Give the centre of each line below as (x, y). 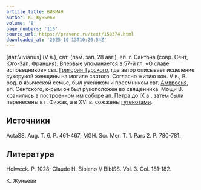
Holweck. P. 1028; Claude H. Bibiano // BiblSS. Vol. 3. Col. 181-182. (89, 169)
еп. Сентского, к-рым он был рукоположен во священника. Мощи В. (95, 89)
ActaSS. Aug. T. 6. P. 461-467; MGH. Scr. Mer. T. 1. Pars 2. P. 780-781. (94, 135)
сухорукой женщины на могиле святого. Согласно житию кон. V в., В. (97, 76)
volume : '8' (21, 23)
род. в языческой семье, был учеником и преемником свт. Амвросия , (97, 83)
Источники (28, 121)
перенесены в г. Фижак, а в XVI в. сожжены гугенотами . (79, 102)
